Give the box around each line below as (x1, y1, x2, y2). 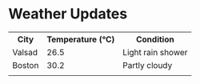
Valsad (12, 46, 38, 58)
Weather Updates (8, 5, 128, 23)
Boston (12, 59, 39, 70)
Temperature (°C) (46, 34, 115, 45)
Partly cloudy (122, 59, 173, 70)
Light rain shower (122, 46, 188, 58)
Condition (135, 34, 174, 45)
